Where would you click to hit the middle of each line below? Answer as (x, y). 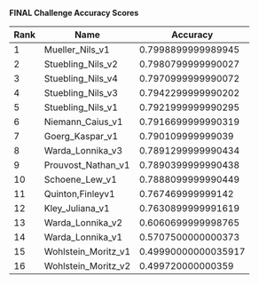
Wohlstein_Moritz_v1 (87, 252)
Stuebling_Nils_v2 (81, 64)
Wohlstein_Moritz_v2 (87, 266)
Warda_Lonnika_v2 (83, 223)
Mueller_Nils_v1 (77, 50)
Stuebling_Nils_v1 (81, 107)
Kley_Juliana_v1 (77, 208)
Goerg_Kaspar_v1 (81, 136)
